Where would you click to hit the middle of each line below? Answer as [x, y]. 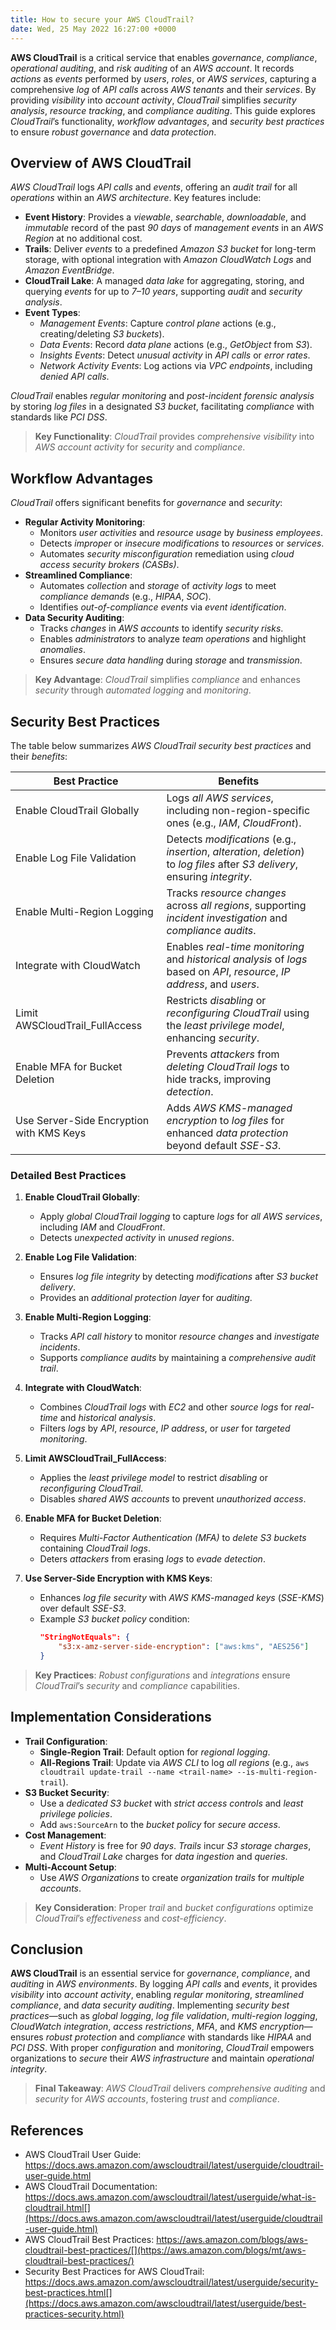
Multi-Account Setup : [70, 1867]
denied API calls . [74, 377]
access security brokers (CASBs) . [109, 565]
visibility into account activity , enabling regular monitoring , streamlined [157, 1995]
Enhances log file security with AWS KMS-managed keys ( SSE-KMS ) [182, 1598]
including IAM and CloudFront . [102, 1227]
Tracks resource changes [226, 893]
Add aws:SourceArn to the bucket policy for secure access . [160, 1824]
